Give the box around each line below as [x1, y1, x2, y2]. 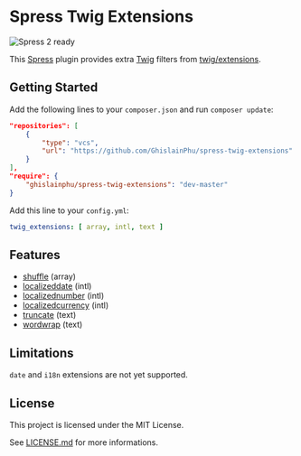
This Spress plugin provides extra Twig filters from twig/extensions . [9, 53, 261, 64]
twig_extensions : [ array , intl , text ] [9, 222, 165, 231]
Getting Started [9, 79, 99, 96]
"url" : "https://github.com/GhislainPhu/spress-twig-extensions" [42, 146, 294, 155]
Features [9, 247, 61, 263]
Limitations [9, 345, 74, 360]
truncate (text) [22, 310, 77, 321]
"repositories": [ [9, 121, 79, 130]
